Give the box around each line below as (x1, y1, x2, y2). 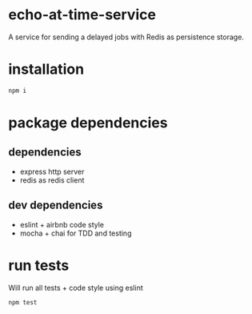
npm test (8, 298, 38, 306)
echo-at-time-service (8, 6, 156, 24)
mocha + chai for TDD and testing (19, 228, 132, 238)
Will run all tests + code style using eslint (8, 283, 143, 292)
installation (8, 60, 85, 78)
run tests (8, 256, 70, 274)
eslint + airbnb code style (19, 219, 105, 229)
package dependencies (8, 114, 168, 131)
